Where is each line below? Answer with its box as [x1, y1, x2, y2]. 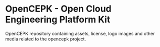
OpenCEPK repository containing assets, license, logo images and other [5, 30, 155, 36]
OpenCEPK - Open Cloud [5, 3, 112, 15]
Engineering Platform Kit [5, 14, 111, 25]
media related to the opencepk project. [5, 36, 86, 42]
